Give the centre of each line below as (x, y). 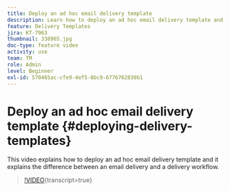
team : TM (20, 58)
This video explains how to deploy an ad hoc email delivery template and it (113, 159)
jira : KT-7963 (28, 33)
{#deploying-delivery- (127, 126)
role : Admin (24, 65)
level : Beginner (30, 71)
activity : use (28, 52)
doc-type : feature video (43, 45)
